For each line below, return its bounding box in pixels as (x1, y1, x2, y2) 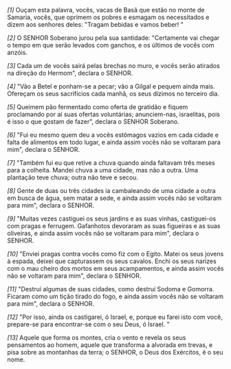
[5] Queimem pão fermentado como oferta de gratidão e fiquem (7, 103, 188, 111)
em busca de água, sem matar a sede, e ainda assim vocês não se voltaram (7, 194, 222, 202)
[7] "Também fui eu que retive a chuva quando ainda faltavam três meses (7, 159, 215, 167)
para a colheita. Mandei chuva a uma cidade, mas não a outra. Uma (7, 166, 198, 174)
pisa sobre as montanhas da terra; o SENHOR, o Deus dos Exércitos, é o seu (7, 348, 223, 356)
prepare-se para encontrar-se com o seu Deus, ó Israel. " (7, 320, 170, 328)
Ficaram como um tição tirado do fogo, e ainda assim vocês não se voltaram (7, 292, 223, 300)
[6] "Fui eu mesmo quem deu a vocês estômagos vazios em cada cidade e (7, 131, 219, 139)
